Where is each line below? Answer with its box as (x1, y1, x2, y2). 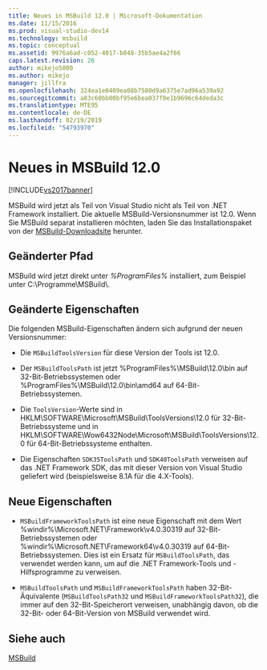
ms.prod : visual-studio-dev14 (8, 27, 110, 35)
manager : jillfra (8, 79, 67, 87)
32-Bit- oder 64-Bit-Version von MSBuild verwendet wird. (19, 608, 211, 619)
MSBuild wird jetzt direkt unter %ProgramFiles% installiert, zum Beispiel (8, 271, 246, 280)
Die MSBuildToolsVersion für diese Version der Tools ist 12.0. (19, 348, 220, 357)
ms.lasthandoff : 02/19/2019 (8, 116, 103, 125)
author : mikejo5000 (8, 64, 74, 72)
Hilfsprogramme (19, 567, 74, 577)
